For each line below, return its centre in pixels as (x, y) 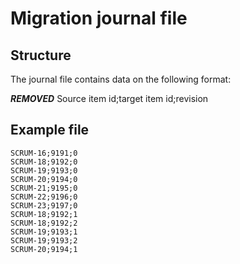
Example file (50, 130)
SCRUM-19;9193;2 (44, 240)
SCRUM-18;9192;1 (44, 214)
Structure (41, 55)
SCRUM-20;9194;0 (44, 179)
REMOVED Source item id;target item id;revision (109, 98)
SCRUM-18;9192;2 (44, 223)
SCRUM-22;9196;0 (44, 197)
